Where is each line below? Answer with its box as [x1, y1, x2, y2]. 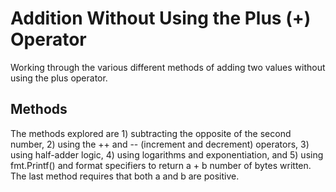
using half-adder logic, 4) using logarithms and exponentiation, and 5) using [10, 148, 324, 161]
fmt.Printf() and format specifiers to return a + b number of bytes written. [10, 159, 312, 171]
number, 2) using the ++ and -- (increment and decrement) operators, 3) [10, 138, 310, 150]
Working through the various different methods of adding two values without [10, 61, 326, 73]
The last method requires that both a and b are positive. [10, 170, 240, 182]
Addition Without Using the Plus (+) [10, 7, 312, 30]
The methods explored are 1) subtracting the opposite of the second [10, 127, 292, 139]
